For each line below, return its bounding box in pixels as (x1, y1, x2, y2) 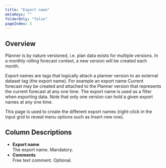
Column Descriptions (5, 128, 72, 137)
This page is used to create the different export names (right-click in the (5, 109, 153, 114)
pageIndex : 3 (5, 21, 32, 26)
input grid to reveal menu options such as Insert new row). (5, 114, 124, 120)
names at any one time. (5, 99, 53, 105)
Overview (5, 39, 36, 48)
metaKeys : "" (5, 12, 32, 17)
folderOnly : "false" (5, 16, 48, 21)
